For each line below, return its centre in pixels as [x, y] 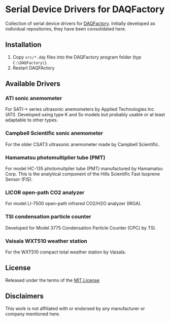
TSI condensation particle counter [48, 217]
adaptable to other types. [32, 120]
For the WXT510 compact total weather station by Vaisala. [66, 252]
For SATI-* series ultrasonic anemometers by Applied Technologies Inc [80, 109]
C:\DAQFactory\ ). [30, 62]
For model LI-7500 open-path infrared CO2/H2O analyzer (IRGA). [74, 204]
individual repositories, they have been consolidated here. [66, 28]
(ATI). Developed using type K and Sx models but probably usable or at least [85, 115]
